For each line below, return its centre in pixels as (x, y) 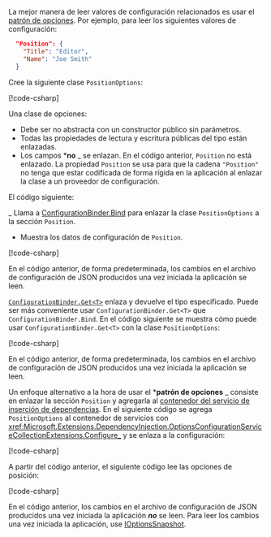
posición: (24, 475)
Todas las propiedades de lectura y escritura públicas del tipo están (133, 138)
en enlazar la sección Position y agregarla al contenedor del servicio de (129, 401)
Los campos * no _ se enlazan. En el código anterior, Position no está (136, 155)
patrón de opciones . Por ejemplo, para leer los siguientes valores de (123, 20)
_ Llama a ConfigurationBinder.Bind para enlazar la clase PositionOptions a (134, 212)
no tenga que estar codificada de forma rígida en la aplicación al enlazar (141, 172)
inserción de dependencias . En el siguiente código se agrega (110, 409)
